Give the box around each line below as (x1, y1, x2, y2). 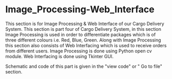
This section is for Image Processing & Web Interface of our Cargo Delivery (5, 21, 164, 27)
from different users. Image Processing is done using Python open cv (5, 48, 152, 54)
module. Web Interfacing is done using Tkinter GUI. (5, 53, 114, 60)
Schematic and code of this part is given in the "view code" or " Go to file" (5, 63, 163, 69)
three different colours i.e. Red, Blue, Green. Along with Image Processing (5, 37, 161, 43)
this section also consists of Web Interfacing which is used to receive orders (5, 42, 167, 48)
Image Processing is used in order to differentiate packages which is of (5, 31, 156, 37)
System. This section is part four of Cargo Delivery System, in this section (5, 26, 162, 32)
